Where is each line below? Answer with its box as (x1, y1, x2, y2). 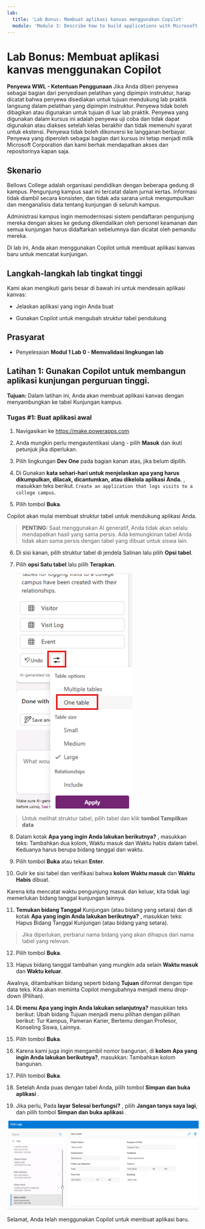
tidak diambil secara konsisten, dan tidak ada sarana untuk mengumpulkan (7, 195, 194, 202)
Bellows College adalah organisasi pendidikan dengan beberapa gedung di (7, 182, 195, 189)
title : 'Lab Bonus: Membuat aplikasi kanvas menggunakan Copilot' (12, 16, 184, 23)
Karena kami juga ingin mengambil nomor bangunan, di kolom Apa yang (15, 1047, 198, 1055)
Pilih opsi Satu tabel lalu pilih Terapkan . (15, 561, 116, 568)
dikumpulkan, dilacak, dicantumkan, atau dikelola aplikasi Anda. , (15, 476, 185, 483)
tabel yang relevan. (21, 937, 71, 945)
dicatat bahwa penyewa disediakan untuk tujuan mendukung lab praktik (7, 96, 187, 103)
